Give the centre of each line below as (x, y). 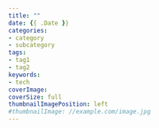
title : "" (25, 16)
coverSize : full (35, 97)
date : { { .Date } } (39, 23)
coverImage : (28, 89)
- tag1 (19, 60)
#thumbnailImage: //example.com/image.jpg (79, 112)
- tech (19, 82)
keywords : (25, 75)
